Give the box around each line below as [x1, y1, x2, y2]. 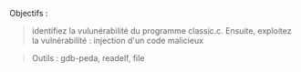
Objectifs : [9, 8, 48, 18]
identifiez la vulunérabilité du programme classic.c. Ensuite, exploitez [31, 26, 292, 36]
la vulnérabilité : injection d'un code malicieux [31, 36, 203, 46]
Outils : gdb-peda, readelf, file [31, 53, 145, 63]
